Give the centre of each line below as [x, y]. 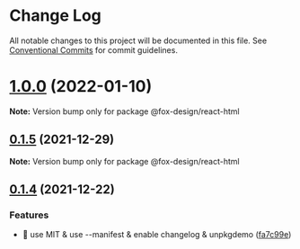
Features [29, 215]
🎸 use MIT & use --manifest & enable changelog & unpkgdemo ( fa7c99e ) [157, 235]
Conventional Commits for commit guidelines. [93, 49]
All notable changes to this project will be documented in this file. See [138, 40]
